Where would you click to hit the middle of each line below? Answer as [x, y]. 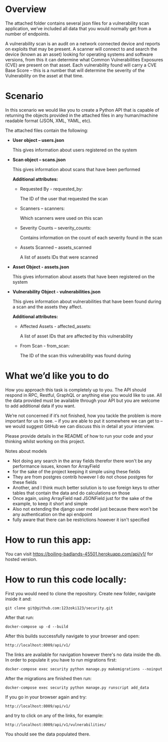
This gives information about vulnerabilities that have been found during [87, 301]
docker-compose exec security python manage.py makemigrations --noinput [84, 669]
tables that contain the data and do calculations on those [71, 493]
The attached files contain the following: [47, 130]
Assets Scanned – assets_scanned [56, 247]
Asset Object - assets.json [41, 267]
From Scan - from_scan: [45, 346]
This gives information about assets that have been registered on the [83, 276]
